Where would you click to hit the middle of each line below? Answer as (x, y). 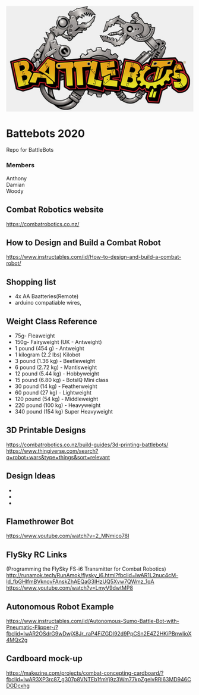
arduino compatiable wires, (48, 303)
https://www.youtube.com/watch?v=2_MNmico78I (68, 536)
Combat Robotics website (55, 210)
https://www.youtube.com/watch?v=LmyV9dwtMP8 (70, 588)
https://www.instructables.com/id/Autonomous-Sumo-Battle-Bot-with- (93, 621)
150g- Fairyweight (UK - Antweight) (58, 342)
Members (20, 165)
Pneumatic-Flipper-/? (32, 627)
